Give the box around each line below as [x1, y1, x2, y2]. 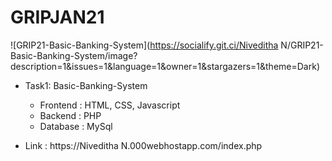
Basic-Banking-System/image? [10, 49, 138, 61]
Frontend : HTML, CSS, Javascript [39, 99, 181, 111]
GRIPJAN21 [10, 6, 105, 29]
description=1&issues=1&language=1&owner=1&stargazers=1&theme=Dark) [10, 60, 320, 72]
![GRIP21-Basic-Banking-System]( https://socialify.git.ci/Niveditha [10, 39, 279, 51]
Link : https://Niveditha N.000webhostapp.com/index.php [24, 139, 263, 151]
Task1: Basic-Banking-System [24, 79, 148, 91]
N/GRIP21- [280, 39, 324, 51]
